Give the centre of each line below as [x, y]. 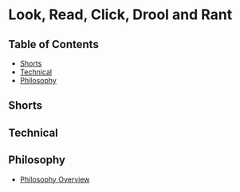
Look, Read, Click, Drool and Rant [120, 15]
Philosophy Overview [55, 179]
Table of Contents [54, 44]
